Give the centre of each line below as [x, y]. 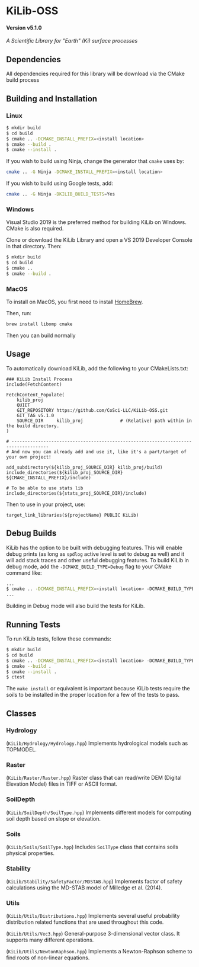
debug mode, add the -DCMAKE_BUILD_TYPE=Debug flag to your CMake [89, 566]
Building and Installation [52, 99]
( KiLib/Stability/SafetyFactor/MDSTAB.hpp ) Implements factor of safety [94, 882]
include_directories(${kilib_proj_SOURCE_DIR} [65, 472]
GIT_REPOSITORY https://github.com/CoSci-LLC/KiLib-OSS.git [92, 410]
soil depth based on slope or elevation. [54, 818]
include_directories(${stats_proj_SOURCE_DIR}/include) [76, 493]
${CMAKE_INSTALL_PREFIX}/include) [49, 478]
